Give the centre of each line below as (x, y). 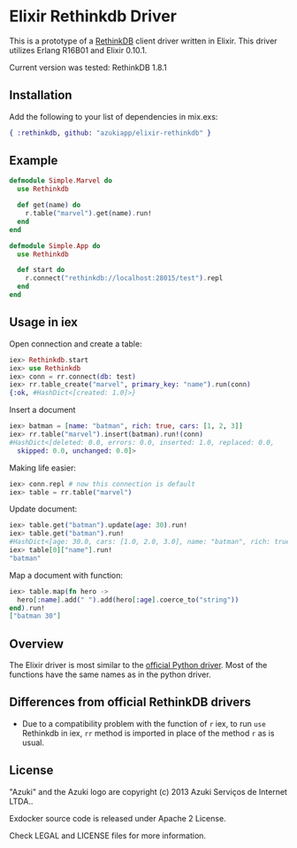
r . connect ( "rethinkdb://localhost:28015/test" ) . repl (124, 278)
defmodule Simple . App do (55, 245)
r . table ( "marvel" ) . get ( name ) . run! (88, 214)
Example (34, 161)
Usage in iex (43, 322)
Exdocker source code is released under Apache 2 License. (118, 818)
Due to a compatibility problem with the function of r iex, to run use (144, 723)
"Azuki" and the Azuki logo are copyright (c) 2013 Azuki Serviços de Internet (148, 791)
